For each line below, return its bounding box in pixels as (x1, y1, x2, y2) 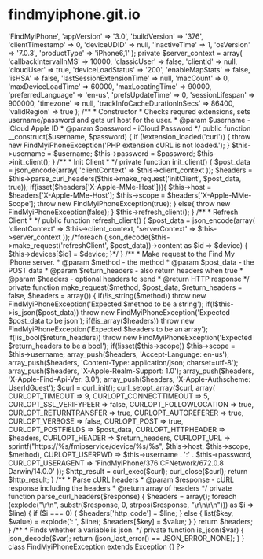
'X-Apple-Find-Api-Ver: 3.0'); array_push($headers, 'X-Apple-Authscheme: (8, 374, 251, 383)
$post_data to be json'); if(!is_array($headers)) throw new (8, 316, 195, 325)
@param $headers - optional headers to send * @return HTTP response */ (8, 274, 250, 283)
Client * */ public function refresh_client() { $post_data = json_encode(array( (8, 215, 255, 225)
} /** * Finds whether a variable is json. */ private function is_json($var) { (8, 525, 244, 535)
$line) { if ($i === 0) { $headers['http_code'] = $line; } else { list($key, (8, 508, 234, 517)
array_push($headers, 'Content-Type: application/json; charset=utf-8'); (8, 357, 239, 367)
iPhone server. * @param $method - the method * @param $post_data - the (8, 257, 254, 267)
